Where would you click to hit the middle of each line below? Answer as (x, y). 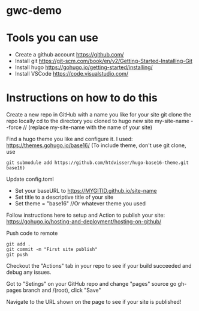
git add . (19, 244)
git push (17, 255)
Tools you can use (52, 38)
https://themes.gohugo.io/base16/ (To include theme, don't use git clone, (97, 145)
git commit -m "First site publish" (52, 250)
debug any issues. (29, 272)
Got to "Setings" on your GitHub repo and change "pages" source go (91, 284)
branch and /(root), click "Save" (62, 290)
